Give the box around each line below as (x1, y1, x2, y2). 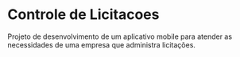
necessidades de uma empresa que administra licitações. (7, 40, 196, 49)
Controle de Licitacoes (7, 6, 160, 24)
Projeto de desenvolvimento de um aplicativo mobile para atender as (7, 32, 232, 41)
